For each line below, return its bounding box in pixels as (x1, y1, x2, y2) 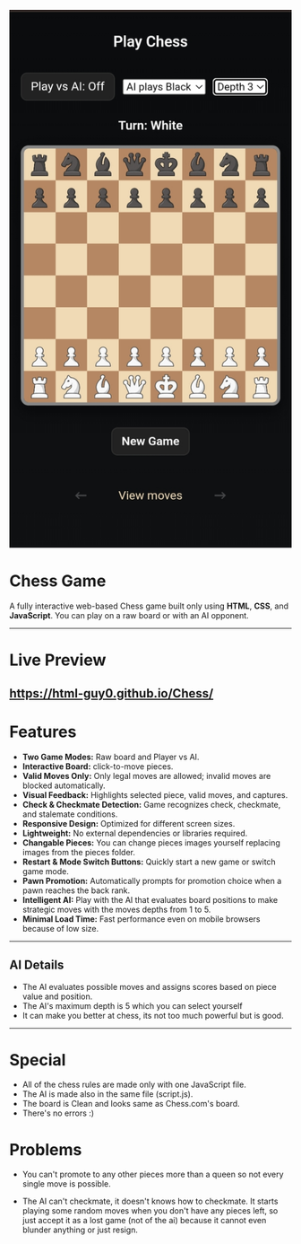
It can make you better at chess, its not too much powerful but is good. (21, 1010, 284, 1021)
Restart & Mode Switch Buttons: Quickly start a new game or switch (21, 856, 276, 867)
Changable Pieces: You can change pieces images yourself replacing (21, 837, 280, 848)
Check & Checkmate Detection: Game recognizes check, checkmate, (21, 799, 281, 810)
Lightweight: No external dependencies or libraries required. (21, 828, 248, 838)
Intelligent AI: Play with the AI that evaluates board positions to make (21, 894, 279, 905)
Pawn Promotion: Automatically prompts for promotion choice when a (21, 875, 282, 886)
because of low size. (21, 923, 99, 933)
